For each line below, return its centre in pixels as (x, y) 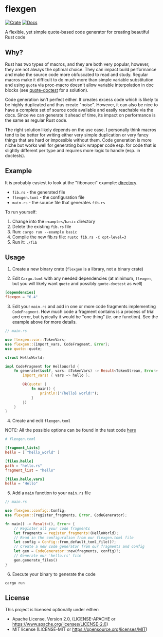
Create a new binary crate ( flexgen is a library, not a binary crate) (78, 269)
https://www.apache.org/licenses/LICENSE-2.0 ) (60, 624)
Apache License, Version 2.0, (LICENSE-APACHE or (64, 619)
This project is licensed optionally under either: (52, 610)
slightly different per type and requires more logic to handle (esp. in (72, 150)
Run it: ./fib (25, 242)
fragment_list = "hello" (30, 470)
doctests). (15, 155)
